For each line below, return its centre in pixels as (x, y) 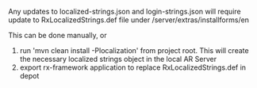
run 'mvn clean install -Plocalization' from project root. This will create (134, 50)
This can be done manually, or (58, 35)
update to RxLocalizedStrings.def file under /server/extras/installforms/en (129, 20)
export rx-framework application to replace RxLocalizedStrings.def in (133, 67)
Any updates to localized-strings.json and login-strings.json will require (125, 11)
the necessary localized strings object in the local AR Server (118, 59)
